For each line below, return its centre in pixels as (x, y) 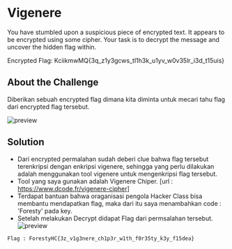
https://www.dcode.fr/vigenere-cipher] (74, 188)
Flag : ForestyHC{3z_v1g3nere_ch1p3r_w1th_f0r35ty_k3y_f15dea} (101, 239)
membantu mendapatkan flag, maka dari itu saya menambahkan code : (119, 203)
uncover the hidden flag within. (52, 47)
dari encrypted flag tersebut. (48, 107)
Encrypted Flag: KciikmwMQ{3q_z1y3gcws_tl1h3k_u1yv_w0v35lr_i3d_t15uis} (116, 60)
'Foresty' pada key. (45, 211)
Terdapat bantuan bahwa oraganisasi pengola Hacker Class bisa (110, 196)
